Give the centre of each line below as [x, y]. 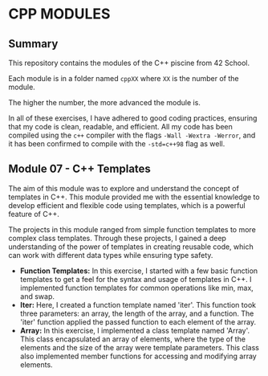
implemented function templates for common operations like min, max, [137, 288]
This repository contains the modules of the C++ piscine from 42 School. [129, 63]
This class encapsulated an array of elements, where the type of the [133, 339]
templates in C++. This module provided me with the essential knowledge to [134, 197]
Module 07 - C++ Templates [79, 169]
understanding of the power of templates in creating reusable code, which [131, 247]
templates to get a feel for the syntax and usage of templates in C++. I [136, 279]
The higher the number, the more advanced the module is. [104, 102]
